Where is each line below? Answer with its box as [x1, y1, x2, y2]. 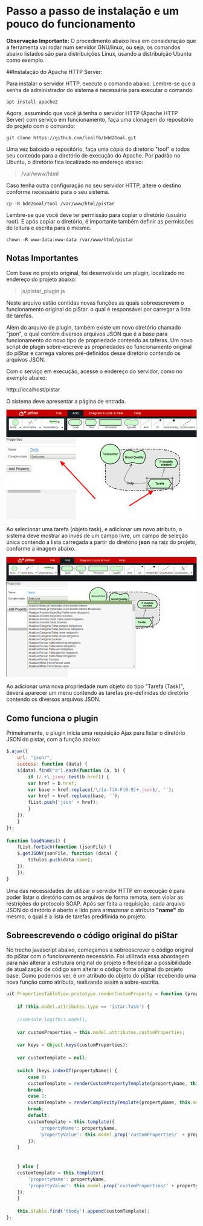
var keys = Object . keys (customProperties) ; [17, 1042, 129, 1049]
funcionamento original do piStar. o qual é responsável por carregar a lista [6, 305, 191, 313]
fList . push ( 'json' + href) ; [28, 800, 98, 806]
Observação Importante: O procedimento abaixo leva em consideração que [6, 37, 196, 44]
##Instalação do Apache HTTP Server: [6, 68, 103, 75]
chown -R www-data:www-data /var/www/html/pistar [6, 236, 134, 243]
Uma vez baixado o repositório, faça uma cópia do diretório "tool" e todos [6, 145, 190, 153]
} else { [17, 1164, 39, 1170]
